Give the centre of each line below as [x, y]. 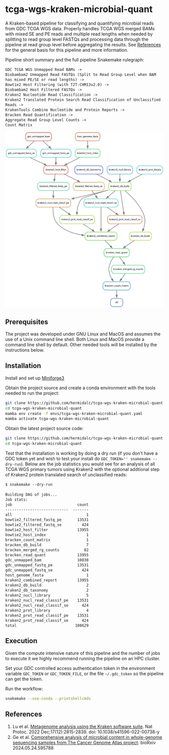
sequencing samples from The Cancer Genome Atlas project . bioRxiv [84, 742]
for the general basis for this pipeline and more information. [67, 50]
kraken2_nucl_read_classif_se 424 [47, 605]
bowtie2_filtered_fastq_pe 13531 [47, 520]
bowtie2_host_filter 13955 [47, 530]
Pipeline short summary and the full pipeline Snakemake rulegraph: [75, 59]
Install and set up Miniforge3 [35, 378]
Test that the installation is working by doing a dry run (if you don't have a [81, 453]
